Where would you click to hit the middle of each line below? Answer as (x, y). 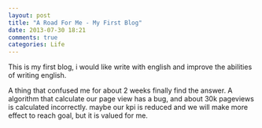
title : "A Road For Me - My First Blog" (76, 23)
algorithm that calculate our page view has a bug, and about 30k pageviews (131, 99)
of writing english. (37, 75)
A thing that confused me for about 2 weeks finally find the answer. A (121, 90)
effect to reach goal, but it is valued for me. (78, 115)
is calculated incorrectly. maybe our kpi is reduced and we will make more (128, 108)
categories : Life (37, 45)
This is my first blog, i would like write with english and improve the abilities (130, 67)
